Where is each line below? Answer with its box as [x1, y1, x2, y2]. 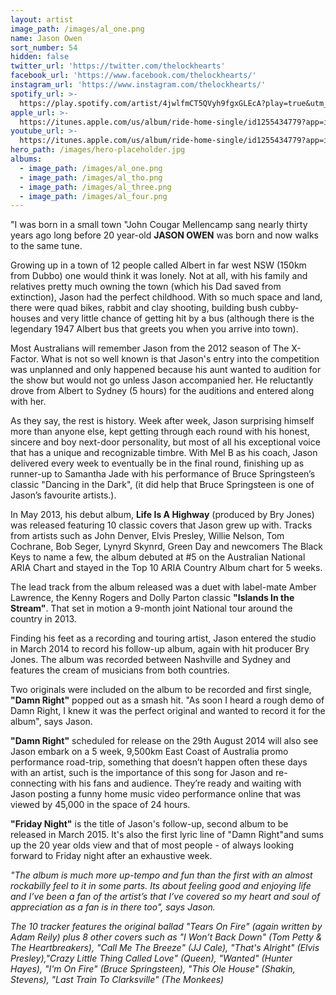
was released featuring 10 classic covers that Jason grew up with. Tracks [10, 519, 313, 531]
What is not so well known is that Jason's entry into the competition [40, 353, 320, 365]
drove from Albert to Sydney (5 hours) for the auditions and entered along [10, 385, 315, 397]
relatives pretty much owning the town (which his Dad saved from [10, 281, 282, 293]
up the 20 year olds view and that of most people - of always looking [10, 839, 294, 851]
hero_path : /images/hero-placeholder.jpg [10, 145, 186, 155]
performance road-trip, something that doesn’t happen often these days [10, 756, 308, 768]
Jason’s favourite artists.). [10, 489, 117, 501]
